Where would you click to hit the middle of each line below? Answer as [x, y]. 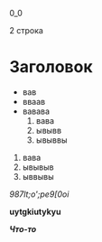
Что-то [23, 228]
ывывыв [38, 167]
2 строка [26, 30]
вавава [36, 111]
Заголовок [51, 67]
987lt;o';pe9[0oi [39, 194]
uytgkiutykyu [35, 211]
